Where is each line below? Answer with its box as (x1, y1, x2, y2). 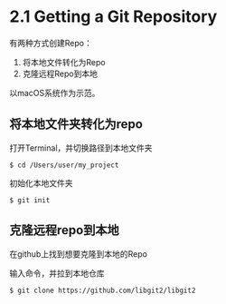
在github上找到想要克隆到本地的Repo (9, 248, 147, 260)
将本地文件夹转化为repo (9, 116, 143, 132)
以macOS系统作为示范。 (9, 87, 100, 98)
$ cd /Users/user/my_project (9, 161, 119, 170)
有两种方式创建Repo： (9, 37, 92, 48)
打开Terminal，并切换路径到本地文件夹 (9, 142, 153, 153)
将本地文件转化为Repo (22, 56, 106, 67)
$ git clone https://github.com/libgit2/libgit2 (9, 286, 196, 295)
